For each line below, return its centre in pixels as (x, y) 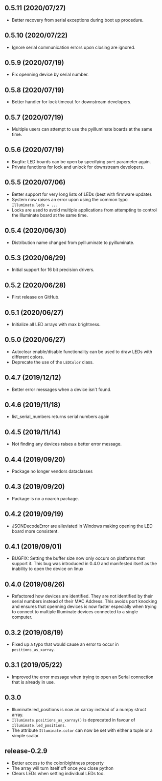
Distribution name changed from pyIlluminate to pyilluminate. (73, 242)
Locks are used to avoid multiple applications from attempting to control (84, 210)
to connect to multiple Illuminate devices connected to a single (75, 612)
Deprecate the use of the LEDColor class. (53, 362)
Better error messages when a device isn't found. (61, 389)
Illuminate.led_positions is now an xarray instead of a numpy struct (79, 709)
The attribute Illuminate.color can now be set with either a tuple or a (82, 730)
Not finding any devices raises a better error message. (67, 444)
